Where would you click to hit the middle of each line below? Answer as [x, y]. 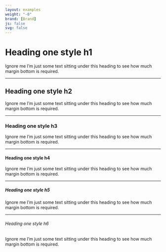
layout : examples [23, 10]
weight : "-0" [19, 14]
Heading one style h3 [31, 126]
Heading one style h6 [27, 223]
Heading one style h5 [28, 190]
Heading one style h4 [28, 158]
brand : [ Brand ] [21, 19]
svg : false [16, 28]
